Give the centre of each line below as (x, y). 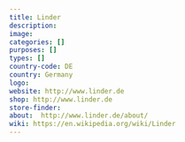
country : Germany (41, 75)
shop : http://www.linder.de (61, 99)
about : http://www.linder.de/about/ (79, 116)
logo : (19, 83)
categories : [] (37, 42)
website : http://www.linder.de (67, 91)
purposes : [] (33, 50)
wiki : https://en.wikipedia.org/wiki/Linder (92, 124)
